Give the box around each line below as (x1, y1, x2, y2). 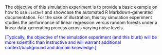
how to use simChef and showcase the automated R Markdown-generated (5, 9, 153, 15)
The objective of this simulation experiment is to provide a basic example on (5, 4, 158, 10)
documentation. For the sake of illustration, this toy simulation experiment (5, 15, 152, 20)
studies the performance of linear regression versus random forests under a (5, 19, 158, 25)
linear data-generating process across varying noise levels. (5, 25, 124, 31)
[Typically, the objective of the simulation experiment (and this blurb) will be (5, 34, 157, 40)
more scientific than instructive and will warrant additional (5, 39, 121, 45)
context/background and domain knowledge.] (5, 45, 97, 50)
